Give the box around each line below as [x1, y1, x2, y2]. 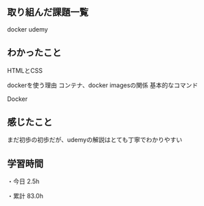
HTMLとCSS [7, 66, 43, 74]
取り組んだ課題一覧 [7, 6, 89, 19]
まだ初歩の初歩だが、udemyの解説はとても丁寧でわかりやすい [7, 136, 183, 144]
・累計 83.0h [7, 192, 43, 201]
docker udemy [7, 25, 48, 33]
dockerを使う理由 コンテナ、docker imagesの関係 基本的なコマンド [7, 81, 199, 89]
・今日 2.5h [7, 177, 40, 185]
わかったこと [7, 47, 62, 58]
